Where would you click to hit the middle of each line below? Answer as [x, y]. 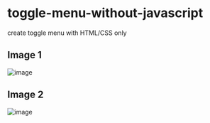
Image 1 [25, 55]
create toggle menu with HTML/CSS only [67, 33]
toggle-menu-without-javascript [105, 13]
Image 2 [26, 95]
